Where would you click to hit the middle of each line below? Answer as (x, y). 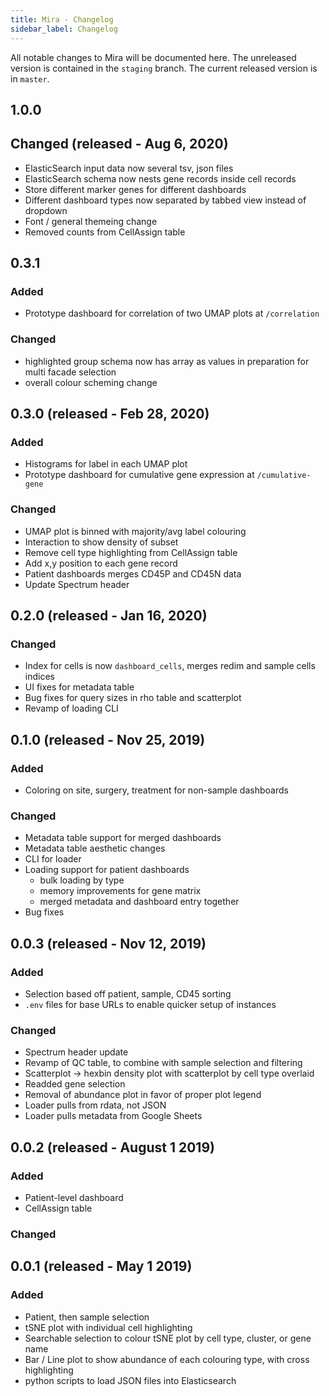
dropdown (46, 210)
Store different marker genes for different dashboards (135, 189)
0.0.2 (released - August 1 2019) (112, 1147)
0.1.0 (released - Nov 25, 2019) (108, 739)
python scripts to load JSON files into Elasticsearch (130, 1380)
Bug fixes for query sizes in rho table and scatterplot (133, 698)
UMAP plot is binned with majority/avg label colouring (135, 531)
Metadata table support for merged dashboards (123, 838)
